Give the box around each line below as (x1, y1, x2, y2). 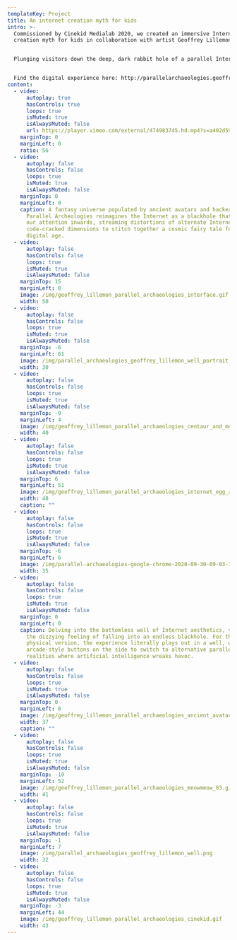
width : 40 (20, 429, 49, 437)
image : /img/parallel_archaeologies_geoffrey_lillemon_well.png (20, 850, 213, 857)
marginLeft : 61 (20, 351, 65, 358)
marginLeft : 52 (20, 777, 65, 785)
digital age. (25, 233, 65, 240)
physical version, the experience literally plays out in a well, (25, 640, 226, 647)
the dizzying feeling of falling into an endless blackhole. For (25, 633, 222, 640)
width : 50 (20, 298, 49, 305)
